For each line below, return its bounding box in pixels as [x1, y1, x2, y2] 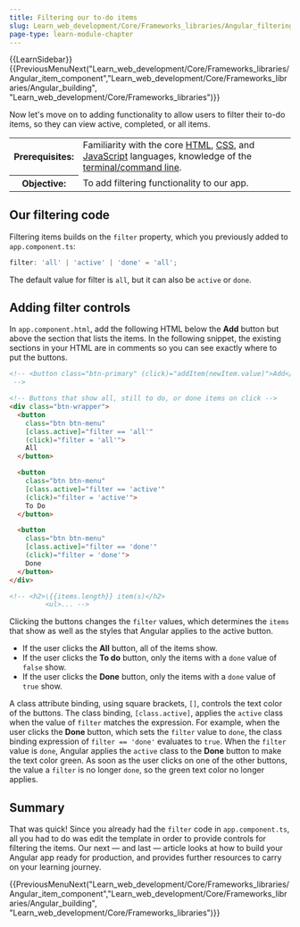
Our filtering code [9, 207, 110, 223]
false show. [21, 662, 67, 672]
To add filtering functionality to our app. [82, 176, 249, 188]
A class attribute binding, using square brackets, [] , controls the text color [9, 698, 283, 709]
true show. [21, 681, 62, 692]
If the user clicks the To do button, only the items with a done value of [21, 653, 277, 664]
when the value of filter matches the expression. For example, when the [9, 717, 280, 728]
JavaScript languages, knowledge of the [82, 150, 253, 163]
